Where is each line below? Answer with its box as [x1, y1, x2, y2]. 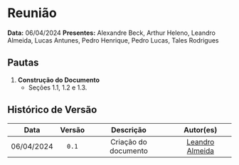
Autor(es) [184, 124, 218, 134]
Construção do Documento [17, 75, 100, 84]
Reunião [7, 5, 57, 21]
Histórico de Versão [7, 104, 97, 116]
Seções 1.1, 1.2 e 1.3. [28, 83, 87, 92]
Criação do [110, 137, 147, 147]
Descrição [111, 124, 147, 134]
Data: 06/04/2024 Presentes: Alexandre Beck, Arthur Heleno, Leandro [7, 28, 216, 37]
